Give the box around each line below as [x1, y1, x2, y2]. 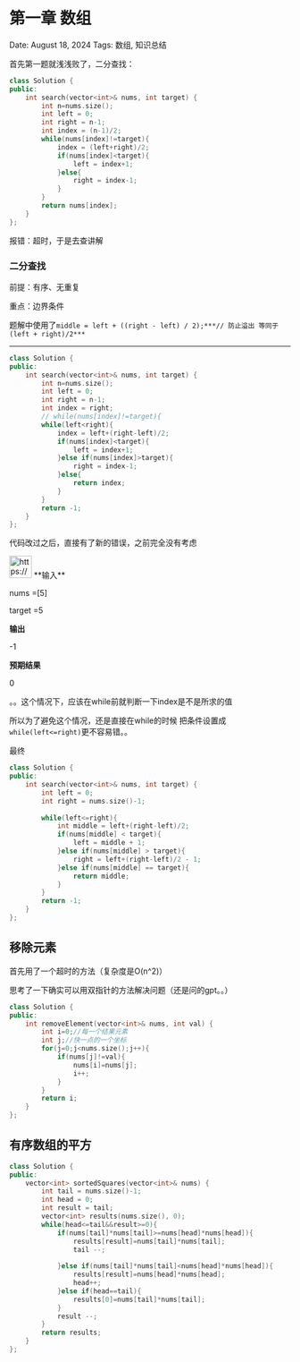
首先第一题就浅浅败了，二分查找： [9, 58, 135, 69]
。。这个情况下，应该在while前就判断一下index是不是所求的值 [9, 696, 233, 707]
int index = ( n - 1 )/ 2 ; [41, 126, 122, 135]
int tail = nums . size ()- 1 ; [41, 1187, 142, 1196]
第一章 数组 [9, 8, 92, 29]
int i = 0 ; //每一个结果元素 [41, 1027, 129, 1036]
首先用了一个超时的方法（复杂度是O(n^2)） [9, 966, 168, 976]
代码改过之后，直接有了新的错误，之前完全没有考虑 [9, 538, 197, 549]
